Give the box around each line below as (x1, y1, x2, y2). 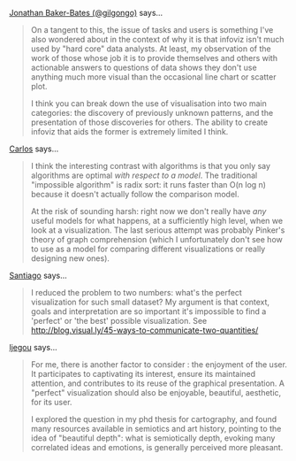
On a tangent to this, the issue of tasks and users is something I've (30, 25, 274, 35)
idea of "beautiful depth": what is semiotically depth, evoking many (30, 433, 276, 443)
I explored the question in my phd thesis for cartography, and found (30, 414, 277, 424)
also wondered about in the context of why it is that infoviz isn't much (30, 35, 285, 44)
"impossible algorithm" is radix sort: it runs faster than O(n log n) (30, 180, 267, 189)
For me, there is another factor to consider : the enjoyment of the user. (30, 359, 287, 370)
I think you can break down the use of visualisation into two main (30, 98, 267, 109)
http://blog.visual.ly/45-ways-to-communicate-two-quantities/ (30, 325, 259, 335)
